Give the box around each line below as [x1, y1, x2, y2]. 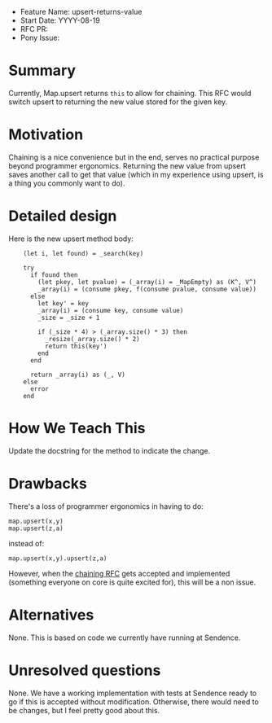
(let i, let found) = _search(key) [23, 249, 144, 257]
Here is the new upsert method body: [8, 234, 134, 243]
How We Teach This [8, 419, 146, 437]
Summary [8, 61, 76, 80]
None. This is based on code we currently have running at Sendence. [8, 633, 241, 642]
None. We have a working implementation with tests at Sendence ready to [8, 688, 257, 698]
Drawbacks [8, 474, 87, 493]
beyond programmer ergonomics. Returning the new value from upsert [8, 160, 246, 170]
